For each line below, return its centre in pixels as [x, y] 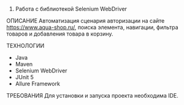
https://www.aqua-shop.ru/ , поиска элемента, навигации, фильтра [93, 27]
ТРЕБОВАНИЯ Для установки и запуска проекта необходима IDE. [93, 95]
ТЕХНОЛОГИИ [25, 46]
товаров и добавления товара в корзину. [60, 34]
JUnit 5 [24, 77]
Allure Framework [37, 84]
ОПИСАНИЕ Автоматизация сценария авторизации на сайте [86, 21]
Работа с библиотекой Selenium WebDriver [71, 9]
